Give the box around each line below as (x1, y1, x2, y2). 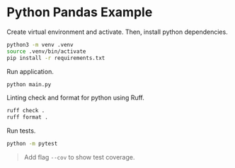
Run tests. (6, 126, 36, 135)
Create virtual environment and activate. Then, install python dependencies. (6, 28, 228, 36)
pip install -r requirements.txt (6, 54, 105, 61)
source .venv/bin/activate (6, 47, 86, 55)
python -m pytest (6, 140, 58, 148)
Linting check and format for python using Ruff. (6, 93, 144, 102)
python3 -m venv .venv (6, 41, 74, 48)
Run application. (6, 67, 54, 76)
